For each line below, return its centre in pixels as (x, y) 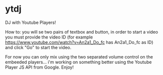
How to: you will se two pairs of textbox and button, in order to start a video (82, 32)
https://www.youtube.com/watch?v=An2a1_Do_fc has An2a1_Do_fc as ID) (79, 42)
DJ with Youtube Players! (31, 22)
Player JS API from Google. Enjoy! (39, 67)
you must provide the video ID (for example (49, 37)
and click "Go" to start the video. (38, 47)
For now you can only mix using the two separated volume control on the (79, 56)
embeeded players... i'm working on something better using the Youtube (78, 62)
